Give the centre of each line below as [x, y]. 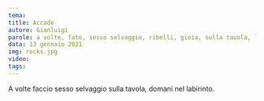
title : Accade [31, 23]
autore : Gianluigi [38, 30]
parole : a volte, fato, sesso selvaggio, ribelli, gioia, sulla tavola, [130, 37]
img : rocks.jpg [33, 52]
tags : [17, 67]
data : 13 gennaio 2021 [45, 45]
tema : [17, 15]
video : [19, 60]
